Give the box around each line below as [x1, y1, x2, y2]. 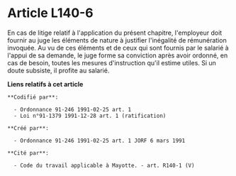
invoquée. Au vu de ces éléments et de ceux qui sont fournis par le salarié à [7, 43, 229, 52]
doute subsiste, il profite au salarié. [7, 66, 110, 75]
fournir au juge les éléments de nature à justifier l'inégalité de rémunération [7, 35, 227, 44]
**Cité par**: [7, 149, 50, 157]
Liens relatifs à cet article [7, 79, 84, 88]
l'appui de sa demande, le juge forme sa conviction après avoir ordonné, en [7, 51, 228, 60]
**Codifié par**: [7, 94, 59, 101]
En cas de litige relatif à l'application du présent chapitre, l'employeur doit [7, 28, 223, 37]
